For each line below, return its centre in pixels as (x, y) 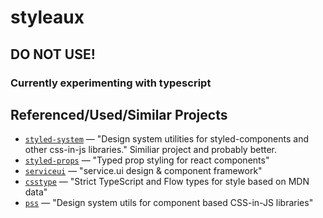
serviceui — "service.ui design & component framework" (143, 171)
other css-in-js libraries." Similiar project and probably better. (150, 150)
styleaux (47, 17)
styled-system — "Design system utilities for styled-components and (166, 139)
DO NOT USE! (53, 54)
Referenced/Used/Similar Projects (119, 114)
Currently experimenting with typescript (111, 83)
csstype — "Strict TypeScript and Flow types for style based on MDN (167, 182)
